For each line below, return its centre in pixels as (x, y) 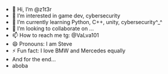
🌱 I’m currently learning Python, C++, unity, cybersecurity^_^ (87, 22)
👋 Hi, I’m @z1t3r (32, 9)
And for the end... (34, 59)
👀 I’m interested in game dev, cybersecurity (66, 16)
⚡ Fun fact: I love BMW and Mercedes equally (69, 51)
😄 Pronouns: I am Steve (42, 44)
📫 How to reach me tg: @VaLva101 (55, 35)
